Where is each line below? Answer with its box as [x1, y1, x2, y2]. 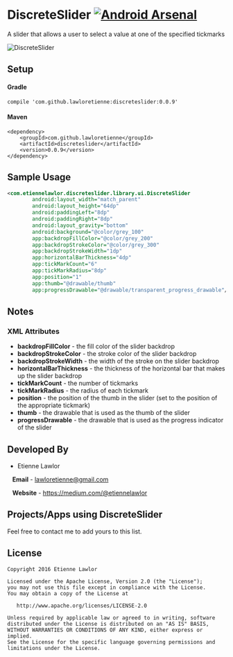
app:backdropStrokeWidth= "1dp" [32, 248, 123, 255]
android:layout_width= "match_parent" [32, 196, 141, 203]
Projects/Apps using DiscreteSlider [7, 509, 163, 520]
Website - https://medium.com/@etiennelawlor [12, 489, 148, 497]
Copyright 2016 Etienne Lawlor [7, 565, 98, 572]
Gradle [7, 83, 28, 91]
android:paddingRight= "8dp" [32, 216, 113, 223]
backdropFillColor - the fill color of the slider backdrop [17, 342, 175, 350]
